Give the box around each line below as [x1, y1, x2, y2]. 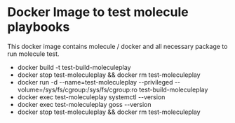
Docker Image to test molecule [7, 4, 189, 20]
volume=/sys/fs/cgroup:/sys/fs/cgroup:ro [17, 85, 138, 94]
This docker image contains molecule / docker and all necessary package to [7, 42, 228, 50]
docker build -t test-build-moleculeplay [17, 63, 131, 71]
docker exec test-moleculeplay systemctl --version [17, 92, 166, 101]
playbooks [7, 19, 70, 35]
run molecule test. [7, 50, 60, 58]
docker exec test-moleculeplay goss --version [17, 100, 152, 108]
